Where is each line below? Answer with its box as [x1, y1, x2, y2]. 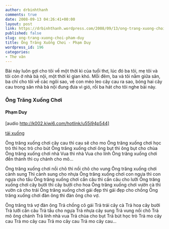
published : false [5, 31, 42, 36]
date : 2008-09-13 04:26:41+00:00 [5, 17, 75, 22]
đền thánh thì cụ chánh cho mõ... [5, 156, 74, 162]
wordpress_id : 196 [5, 45, 44, 50]
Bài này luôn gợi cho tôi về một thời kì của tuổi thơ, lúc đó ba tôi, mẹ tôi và [5, 68, 158, 74]
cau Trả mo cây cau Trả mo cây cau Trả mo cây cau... [5, 218, 117, 224]
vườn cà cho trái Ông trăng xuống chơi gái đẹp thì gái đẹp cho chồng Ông [5, 187, 158, 193]
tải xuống [5, 130, 25, 136]
